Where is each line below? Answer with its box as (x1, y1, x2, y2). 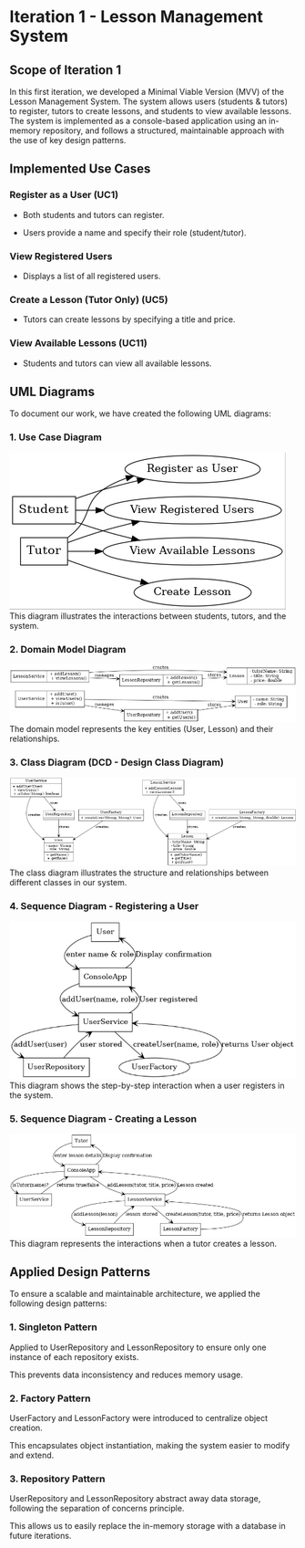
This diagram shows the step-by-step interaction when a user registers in (9, 1080, 285, 1092)
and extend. (9, 1449, 55, 1460)
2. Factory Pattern (9, 1392, 91, 1405)
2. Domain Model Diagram (9, 643, 127, 655)
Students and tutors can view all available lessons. (22, 358, 212, 369)
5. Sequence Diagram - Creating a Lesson (9, 1113, 198, 1125)
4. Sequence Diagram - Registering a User (9, 899, 199, 912)
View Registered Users (9, 249, 113, 262)
